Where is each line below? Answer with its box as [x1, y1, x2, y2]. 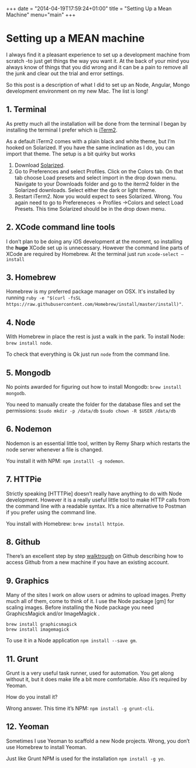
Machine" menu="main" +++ [6, 11, 76, 18]
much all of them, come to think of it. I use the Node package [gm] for [6, 598, 174, 605]
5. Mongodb [6, 368, 51, 378]
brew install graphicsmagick [6, 622, 77, 628]
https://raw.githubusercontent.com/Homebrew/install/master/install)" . [6, 301, 183, 308]
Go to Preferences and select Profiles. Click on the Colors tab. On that [14, 167, 183, 175]
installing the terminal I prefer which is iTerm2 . [6, 126, 118, 133]
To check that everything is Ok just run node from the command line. [6, 351, 170, 358]
